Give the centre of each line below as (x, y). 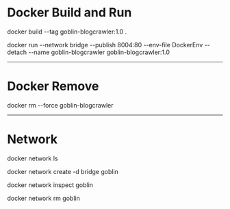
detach (17, 52)
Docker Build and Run (69, 13)
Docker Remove (53, 86)
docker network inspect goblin (50, 185)
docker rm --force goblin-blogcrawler (60, 105)
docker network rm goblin (43, 198)
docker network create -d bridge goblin (63, 171)
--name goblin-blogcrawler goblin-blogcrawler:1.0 (99, 52)
